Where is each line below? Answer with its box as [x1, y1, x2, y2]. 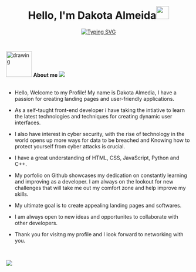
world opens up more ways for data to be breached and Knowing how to [14, 137, 190, 144]
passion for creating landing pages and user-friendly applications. [14, 95, 175, 102]
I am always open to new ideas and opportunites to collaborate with [14, 213, 178, 220]
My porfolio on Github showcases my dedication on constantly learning [14, 172, 188, 179]
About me [33, 71, 58, 79]
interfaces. [14, 119, 41, 126]
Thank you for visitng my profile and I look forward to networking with [14, 230, 184, 237]
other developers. [14, 219, 58, 226]
